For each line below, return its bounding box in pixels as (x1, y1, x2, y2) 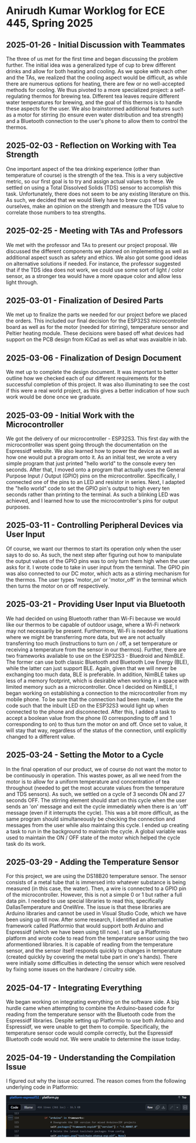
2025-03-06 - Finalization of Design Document (6, 353, 182, 363)
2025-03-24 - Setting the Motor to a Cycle (6, 750, 164, 760)
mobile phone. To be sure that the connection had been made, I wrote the (6, 695, 183, 703)
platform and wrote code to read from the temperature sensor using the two (6, 935, 188, 942)
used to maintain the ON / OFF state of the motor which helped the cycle (6, 834, 181, 841)
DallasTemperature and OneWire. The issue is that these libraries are (6, 904, 171, 911)
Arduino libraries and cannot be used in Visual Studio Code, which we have (6, 910, 187, 917)
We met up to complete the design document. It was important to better (6, 369, 178, 376)
